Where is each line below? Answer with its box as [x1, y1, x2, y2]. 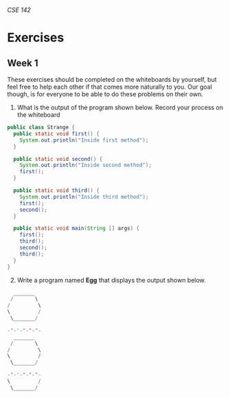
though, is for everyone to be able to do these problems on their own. [7, 90, 204, 98]
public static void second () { [13, 155, 103, 162]
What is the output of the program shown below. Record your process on [16, 103, 224, 111]
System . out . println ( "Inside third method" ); [19, 193, 149, 200]
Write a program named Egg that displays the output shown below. [16, 276, 206, 284]
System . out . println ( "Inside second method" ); [19, 162, 152, 169]
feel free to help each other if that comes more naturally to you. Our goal [7, 82, 213, 91]
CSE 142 [7, 6, 31, 14]
